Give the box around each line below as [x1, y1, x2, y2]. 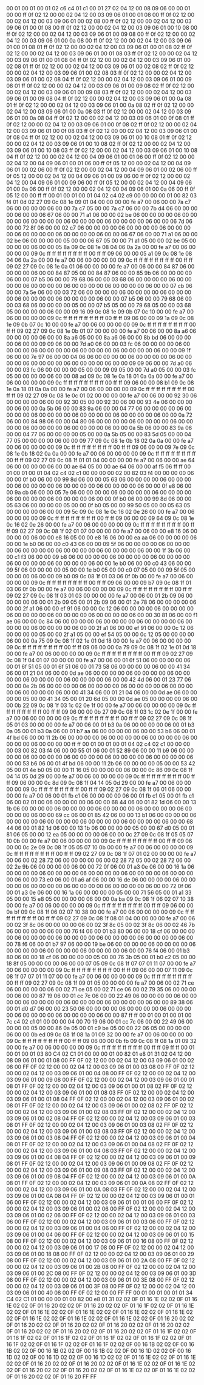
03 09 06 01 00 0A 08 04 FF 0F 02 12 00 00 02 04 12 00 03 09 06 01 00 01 [6, 1192, 195, 1199]
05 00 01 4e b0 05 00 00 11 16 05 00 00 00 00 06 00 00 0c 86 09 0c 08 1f [6, 767, 193, 773]
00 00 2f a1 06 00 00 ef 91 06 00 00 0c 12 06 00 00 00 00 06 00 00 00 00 [6, 605, 194, 612]
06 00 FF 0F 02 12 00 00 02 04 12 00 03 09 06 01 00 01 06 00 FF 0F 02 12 [6, 1199, 194, 1206]
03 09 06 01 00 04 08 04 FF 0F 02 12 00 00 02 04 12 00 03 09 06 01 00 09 [6, 1154, 196, 1161]
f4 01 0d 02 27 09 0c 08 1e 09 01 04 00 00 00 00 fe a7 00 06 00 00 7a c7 [6, 199, 191, 205]
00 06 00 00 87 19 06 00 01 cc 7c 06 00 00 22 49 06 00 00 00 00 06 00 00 [6, 992, 197, 999]
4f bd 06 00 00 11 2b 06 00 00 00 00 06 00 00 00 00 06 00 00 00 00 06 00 [6, 734, 197, 741]
